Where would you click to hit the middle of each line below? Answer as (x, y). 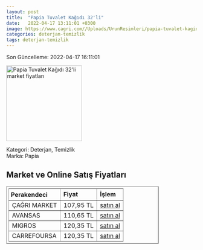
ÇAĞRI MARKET (34, 205)
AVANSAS (26, 215)
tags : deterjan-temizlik (37, 40)
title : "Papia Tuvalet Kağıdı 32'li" (55, 18)
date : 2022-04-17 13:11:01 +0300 (51, 23)
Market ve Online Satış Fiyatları (66, 175)
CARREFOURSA (34, 236)
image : (14, 29)
